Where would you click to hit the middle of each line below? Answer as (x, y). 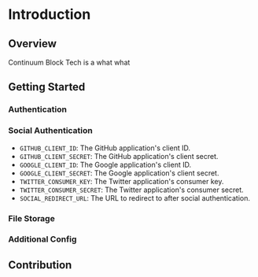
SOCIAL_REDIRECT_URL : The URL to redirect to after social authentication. (135, 198)
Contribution (40, 265)
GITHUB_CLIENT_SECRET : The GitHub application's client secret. (119, 156)
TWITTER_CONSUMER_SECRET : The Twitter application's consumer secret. (131, 190)
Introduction (50, 15)
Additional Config (42, 239)
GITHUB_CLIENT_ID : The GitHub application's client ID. (105, 148)
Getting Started (47, 87)
